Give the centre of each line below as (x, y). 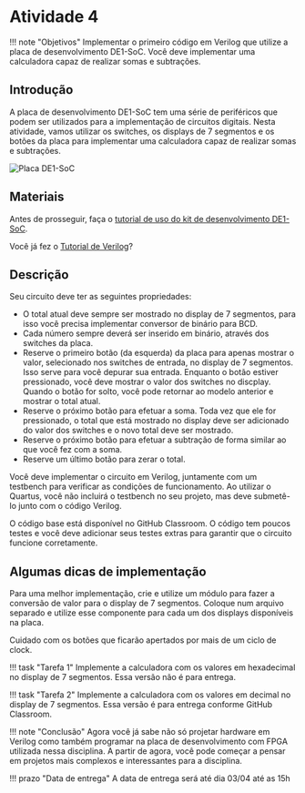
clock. (21, 650)
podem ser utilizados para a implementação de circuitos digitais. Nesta (142, 121)
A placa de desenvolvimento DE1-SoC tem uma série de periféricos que (144, 112)
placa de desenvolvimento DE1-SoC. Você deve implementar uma (132, 51)
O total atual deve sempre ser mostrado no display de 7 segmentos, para (159, 314)
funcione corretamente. (54, 543)
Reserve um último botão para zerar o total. (104, 459)
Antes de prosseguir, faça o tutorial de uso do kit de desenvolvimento (140, 219)
